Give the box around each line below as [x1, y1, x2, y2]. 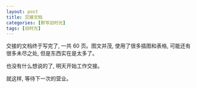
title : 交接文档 [6, 14, 43, 20]
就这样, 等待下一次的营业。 [6, 75, 72, 82]
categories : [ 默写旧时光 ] [6, 20, 66, 26]
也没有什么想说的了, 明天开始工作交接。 [6, 62, 103, 70]
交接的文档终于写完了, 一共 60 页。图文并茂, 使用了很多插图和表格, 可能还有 [6, 42, 191, 49]
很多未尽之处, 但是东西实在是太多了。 [6, 50, 98, 57]
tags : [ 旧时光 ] [6, 25, 42, 32]
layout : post [6, 8, 39, 15]
